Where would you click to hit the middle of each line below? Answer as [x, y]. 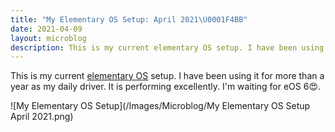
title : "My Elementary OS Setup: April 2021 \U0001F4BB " [129, 19]
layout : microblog [48, 38]
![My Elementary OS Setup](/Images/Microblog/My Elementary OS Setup [160, 106]
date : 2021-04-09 [46, 29]
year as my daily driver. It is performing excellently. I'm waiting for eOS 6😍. [166, 87]
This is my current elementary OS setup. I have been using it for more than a [167, 76]
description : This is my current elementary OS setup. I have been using [167, 47]
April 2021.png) [42, 117]
